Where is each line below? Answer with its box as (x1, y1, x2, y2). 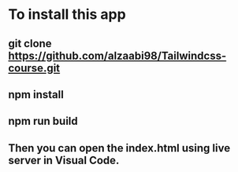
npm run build (8, 115, 79, 128)
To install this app (8, 5, 126, 24)
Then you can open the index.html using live (8, 141, 231, 155)
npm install (8, 88, 65, 101)
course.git (8, 61, 61, 75)
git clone (8, 37, 53, 50)
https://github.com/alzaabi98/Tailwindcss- (8, 49, 227, 62)
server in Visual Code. (8, 153, 120, 167)
